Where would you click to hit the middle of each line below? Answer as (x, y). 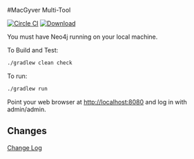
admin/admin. (27, 109)
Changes (27, 131)
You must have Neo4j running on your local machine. (83, 37)
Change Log (25, 147)
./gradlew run (28, 88)
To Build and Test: (33, 50)
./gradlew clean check (40, 63)
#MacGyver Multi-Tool (39, 10)
